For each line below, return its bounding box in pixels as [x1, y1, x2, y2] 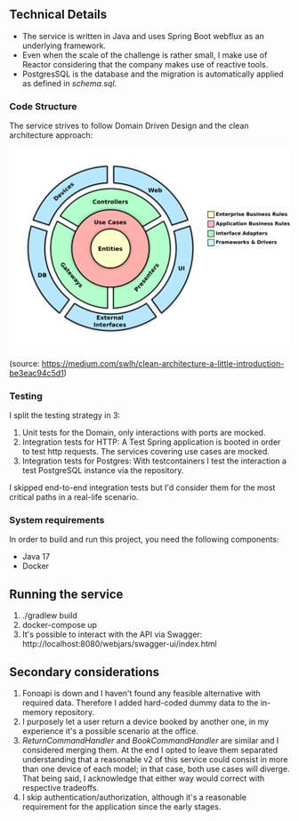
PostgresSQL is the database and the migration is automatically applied [21, 68, 284, 79]
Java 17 [21, 551, 51, 562]
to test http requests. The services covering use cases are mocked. [21, 447, 270, 457]
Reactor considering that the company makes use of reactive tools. [21, 59, 269, 69]
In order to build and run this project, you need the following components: [9, 534, 279, 545]
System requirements [9, 514, 105, 527]
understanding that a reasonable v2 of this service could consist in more [21, 754, 288, 765]
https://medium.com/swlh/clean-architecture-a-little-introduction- [41, 358, 285, 368]
